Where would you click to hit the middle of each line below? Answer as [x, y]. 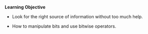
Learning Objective [25, 7]
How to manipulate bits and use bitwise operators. [64, 26]
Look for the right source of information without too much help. [77, 17]
